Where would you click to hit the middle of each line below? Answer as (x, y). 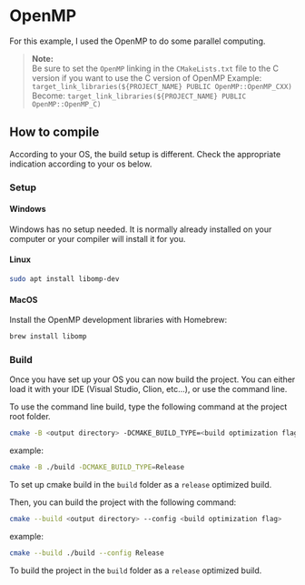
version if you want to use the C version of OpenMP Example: (147, 77)
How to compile (54, 132)
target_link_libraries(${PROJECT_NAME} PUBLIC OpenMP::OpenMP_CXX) (162, 86)
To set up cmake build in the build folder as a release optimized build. (141, 485)
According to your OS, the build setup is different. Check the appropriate (145, 154)
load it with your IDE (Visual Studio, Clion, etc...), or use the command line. (148, 389)
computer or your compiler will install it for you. (98, 238)
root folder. (30, 417)
